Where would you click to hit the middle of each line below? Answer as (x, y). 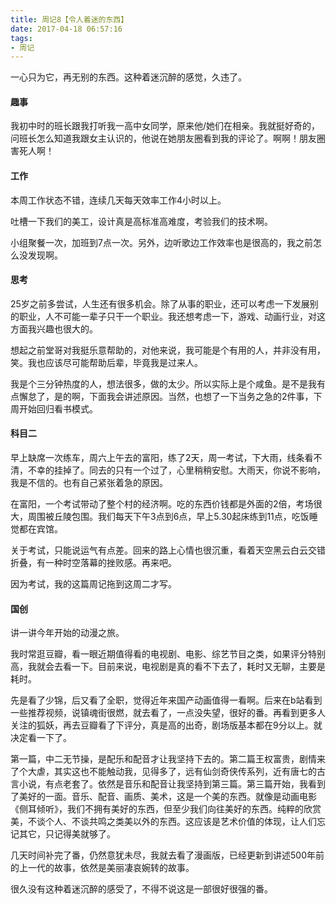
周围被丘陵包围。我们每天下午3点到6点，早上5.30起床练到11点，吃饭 (168, 517)
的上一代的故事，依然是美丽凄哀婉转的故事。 (102, 868)
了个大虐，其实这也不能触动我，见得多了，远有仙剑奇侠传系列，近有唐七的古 (168, 772)
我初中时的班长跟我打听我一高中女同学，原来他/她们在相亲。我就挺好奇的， (165, 126)
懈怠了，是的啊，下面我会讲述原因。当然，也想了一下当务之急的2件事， (166, 396)
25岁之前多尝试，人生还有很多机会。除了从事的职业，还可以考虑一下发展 (160, 303)
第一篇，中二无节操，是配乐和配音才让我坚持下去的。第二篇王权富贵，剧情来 (168, 759)
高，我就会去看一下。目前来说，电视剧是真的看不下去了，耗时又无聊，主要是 (168, 667)
